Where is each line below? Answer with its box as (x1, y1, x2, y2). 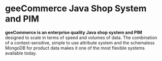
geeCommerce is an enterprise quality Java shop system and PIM (5, 29, 142, 35)
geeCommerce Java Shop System (5, 3, 147, 14)
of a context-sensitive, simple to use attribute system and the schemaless (5, 40, 155, 45)
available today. (5, 50, 37, 56)
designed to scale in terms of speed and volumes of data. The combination (5, 35, 158, 41)
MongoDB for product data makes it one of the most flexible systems (5, 45, 145, 51)
